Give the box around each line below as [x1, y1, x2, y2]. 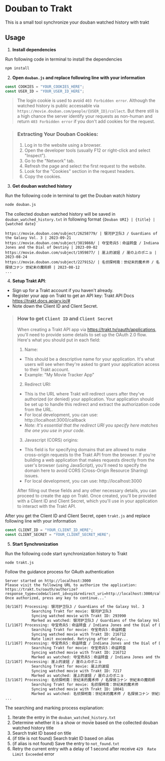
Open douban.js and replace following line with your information [12, 74, 145, 80]
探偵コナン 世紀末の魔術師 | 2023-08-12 [5, 265, 80, 270]
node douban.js [5, 202, 36, 207]
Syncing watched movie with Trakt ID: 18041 [31, 687, 124, 692]
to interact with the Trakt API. [17, 503, 77, 509]
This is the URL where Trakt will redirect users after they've [24, 391, 145, 397]
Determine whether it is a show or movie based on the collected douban [12, 720, 159, 726]
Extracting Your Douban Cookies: [17, 131, 99, 138]
